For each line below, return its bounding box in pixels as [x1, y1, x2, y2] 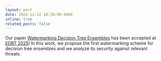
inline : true [5, 16, 33, 21]
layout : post [5, 7, 33, 12]
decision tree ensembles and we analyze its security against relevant [5, 45, 148, 51]
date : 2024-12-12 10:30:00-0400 [5, 12, 73, 17]
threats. [5, 51, 21, 57]
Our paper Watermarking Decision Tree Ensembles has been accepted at [5, 35, 156, 41]
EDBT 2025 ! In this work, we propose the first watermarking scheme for [5, 40, 154, 46]
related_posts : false [5, 21, 51, 26]
